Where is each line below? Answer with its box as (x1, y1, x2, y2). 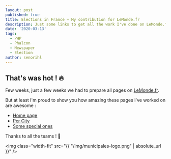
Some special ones (12, 123, 53, 129)
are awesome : (5, 102, 37, 109)
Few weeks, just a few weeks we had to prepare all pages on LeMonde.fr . (5, 87, 159, 93)
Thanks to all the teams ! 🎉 (5, 133, 61, 139)
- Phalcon (10, 41, 31, 46)
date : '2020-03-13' (5, 26, 47, 32)
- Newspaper (10, 45, 36, 50)
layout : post (5, 7, 33, 13)
